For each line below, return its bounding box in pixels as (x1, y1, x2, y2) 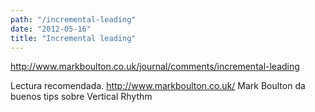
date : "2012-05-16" (10, 24, 92, 34)
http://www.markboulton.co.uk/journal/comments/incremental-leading (10, 61, 300, 73)
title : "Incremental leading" (10, 33, 137, 43)
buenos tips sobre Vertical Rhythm (10, 91, 153, 103)
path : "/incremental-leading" (10, 14, 137, 25)
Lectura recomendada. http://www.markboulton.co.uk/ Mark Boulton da (10, 80, 306, 92)
